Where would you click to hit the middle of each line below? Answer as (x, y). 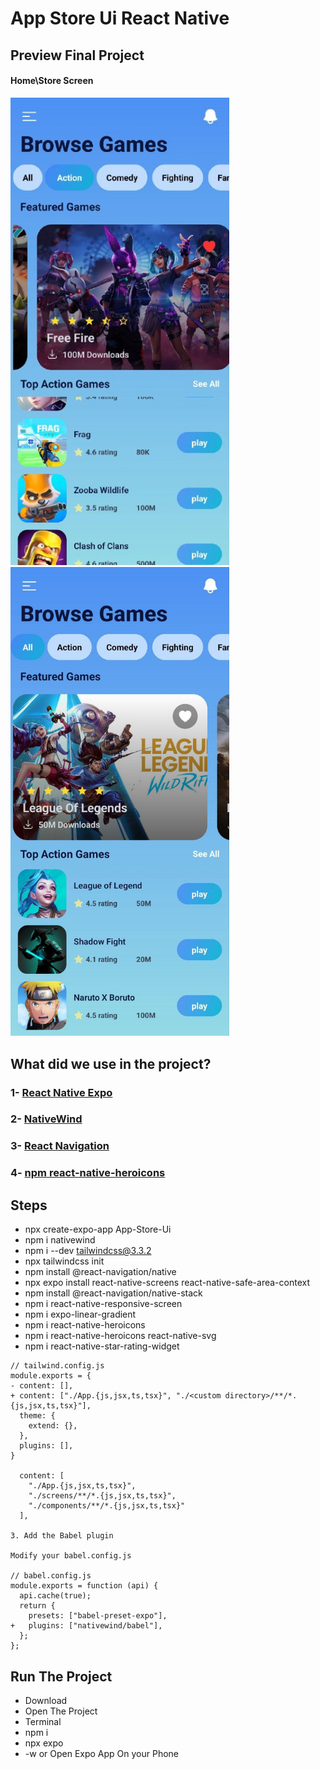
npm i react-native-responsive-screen (103, 1304)
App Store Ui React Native (120, 18)
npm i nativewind (60, 1240)
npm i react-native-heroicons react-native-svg (120, 1336)
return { (37, 1606)
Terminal (43, 1721)
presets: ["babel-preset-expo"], (98, 1616)
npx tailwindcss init (64, 1261)
